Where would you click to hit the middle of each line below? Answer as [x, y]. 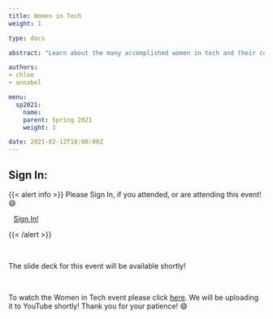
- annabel [25, 83]
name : [32, 112]
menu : [17, 97]
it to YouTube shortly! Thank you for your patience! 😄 [98, 306]
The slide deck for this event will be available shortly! [97, 265]
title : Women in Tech [45, 16]
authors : [23, 67]
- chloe [22, 75]
